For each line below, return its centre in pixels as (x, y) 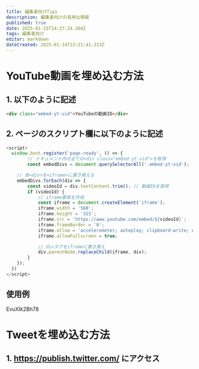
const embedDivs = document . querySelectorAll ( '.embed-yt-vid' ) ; (108, 165)
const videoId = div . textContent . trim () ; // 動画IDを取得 (98, 186)
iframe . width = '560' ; (66, 209)
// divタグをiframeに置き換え (71, 247)
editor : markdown (28, 39)
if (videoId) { (46, 192)
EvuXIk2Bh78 (23, 309)
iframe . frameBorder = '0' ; (71, 225)
